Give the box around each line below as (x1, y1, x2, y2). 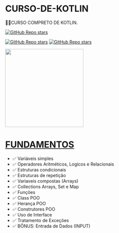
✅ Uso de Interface (12, 211, 52, 217)
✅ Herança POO (12, 200, 46, 206)
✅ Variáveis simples (12, 155, 53, 161)
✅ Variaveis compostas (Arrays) (12, 178, 78, 184)
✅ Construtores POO (12, 206, 55, 212)
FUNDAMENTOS (5, 139, 74, 150)
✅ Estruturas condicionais (12, 166, 66, 172)
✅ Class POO (12, 194, 40, 200)
